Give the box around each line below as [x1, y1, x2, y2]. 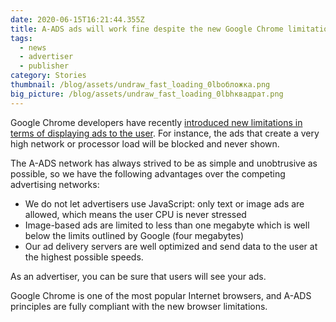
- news [19, 42, 47, 53]
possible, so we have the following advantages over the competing [10, 167, 286, 180]
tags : [10, 33, 33, 43]
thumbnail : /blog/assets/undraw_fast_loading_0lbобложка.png [10, 80, 271, 90]
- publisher [19, 61, 70, 71]
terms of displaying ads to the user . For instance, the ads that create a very [10, 127, 320, 139]
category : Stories [10, 71, 87, 81]
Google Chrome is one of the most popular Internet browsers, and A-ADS [10, 289, 312, 301]
